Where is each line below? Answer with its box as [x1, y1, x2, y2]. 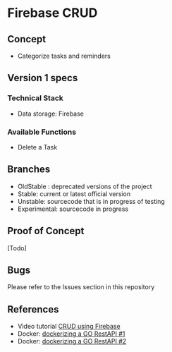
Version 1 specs [7, 72, 78, 84]
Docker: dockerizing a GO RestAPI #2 [17, 337, 127, 346]
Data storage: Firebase [17, 109, 85, 118]
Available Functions [7, 127, 76, 137]
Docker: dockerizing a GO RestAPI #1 [17, 329, 125, 338]
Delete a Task [17, 142, 58, 151]
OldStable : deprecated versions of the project [17, 182, 153, 190]
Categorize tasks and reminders [17, 51, 111, 60]
